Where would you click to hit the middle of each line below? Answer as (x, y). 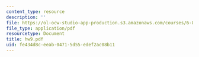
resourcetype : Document (36, 34)
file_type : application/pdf (41, 28)
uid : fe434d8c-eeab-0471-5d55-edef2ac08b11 (61, 45)
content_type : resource (36, 12)
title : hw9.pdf (25, 39)
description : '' (26, 17)
